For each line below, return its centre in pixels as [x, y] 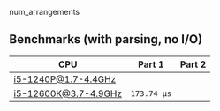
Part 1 [152, 64]
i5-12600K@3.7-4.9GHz [68, 93]
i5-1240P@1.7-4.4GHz [65, 79]
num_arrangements [45, 12]
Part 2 [193, 64]
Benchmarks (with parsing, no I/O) [106, 39]
